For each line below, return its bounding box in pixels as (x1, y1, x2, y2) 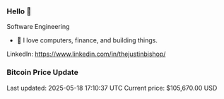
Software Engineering (6, 23, 70, 31)
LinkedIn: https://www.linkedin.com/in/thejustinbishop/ (6, 49, 166, 59)
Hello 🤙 (6, 6, 32, 16)
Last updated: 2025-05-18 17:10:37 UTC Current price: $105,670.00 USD (6, 83, 218, 92)
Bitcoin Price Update (6, 67, 78, 77)
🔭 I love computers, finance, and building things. (16, 36, 158, 45)
